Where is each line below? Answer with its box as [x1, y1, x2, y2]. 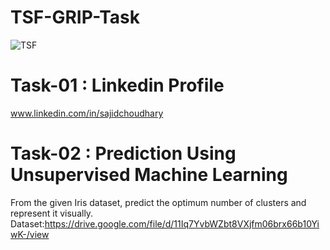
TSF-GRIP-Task [10, 6, 140, 29]
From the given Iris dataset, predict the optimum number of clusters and [10, 196, 307, 208]
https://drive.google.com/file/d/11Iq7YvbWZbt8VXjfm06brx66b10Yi [44, 217, 320, 230]
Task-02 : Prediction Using [10, 142, 237, 165]
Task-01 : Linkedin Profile [10, 74, 225, 97]
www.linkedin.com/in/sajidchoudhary [10, 107, 164, 119]
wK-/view [10, 228, 50, 240]
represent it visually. [10, 207, 94, 219]
